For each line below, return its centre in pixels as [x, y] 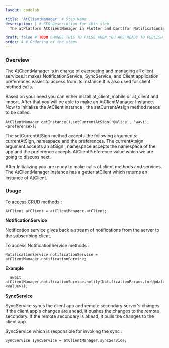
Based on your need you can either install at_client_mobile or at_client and [82, 97]
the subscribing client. [28, 236]
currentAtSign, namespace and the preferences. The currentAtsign [74, 141]
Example [15, 268]
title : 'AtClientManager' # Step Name [46, 19]
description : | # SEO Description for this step [57, 24]
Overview [17, 60]
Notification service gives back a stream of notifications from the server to [82, 230]
